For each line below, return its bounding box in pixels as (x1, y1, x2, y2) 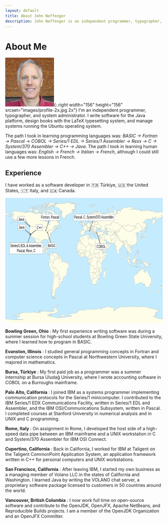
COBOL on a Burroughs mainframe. (5, 380, 78, 386)
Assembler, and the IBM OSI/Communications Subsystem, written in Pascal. (5, 405, 161, 411)
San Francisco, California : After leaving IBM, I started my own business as (5, 466, 160, 472)
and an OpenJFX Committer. (5, 513, 64, 519)
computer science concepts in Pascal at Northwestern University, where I (5, 354, 157, 360)
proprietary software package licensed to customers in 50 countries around (5, 482, 161, 488)
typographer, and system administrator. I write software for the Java (5, 113, 145, 119)
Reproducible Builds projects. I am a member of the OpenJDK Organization (5, 508, 159, 514)
